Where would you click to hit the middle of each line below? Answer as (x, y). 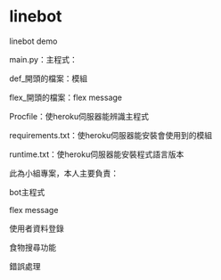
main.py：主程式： (43, 59)
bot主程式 (27, 192)
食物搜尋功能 (33, 247)
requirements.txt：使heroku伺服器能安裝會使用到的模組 (111, 135)
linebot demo (33, 41)
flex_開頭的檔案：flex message (66, 97)
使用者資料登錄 (37, 228)
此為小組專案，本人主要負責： (64, 173)
